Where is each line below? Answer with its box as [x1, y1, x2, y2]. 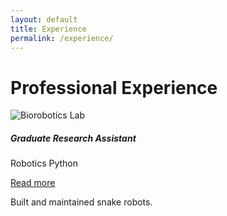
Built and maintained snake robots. [10, 196, 153, 208]
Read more [10, 177, 56, 189]
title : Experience [10, 24, 87, 34]
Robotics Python [10, 157, 79, 170]
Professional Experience [10, 76, 218, 99]
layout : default [10, 14, 78, 25]
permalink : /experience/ [10, 33, 114, 43]
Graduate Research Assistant [10, 132, 137, 144]
